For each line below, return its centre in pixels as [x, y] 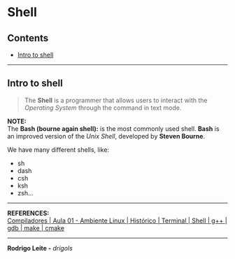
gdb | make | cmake [36, 227]
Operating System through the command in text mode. [103, 107]
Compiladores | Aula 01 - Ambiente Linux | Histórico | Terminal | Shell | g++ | [117, 220]
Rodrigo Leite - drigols [40, 248]
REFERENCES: [28, 213]
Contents [28, 38]
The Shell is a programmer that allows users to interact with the [116, 100]
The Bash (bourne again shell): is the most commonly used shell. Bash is [113, 128]
